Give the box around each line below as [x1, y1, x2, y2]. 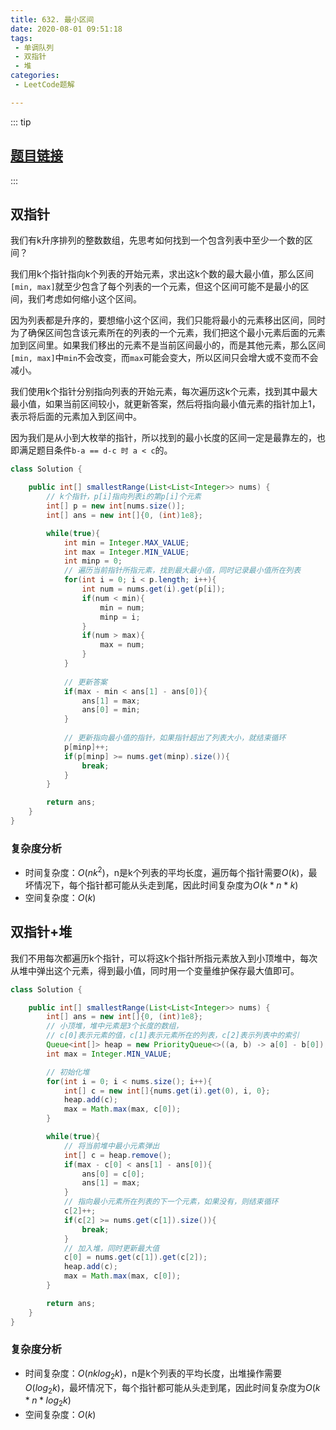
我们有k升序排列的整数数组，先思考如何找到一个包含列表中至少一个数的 [10, 234, 305, 246]
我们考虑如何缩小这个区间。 [27, 293, 142, 305]
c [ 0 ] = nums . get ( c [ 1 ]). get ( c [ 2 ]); [63, 1252, 208, 1263]
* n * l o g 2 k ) [24, 1394, 72, 1409]
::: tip [10, 116, 32, 128]
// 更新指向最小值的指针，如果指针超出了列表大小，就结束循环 [63, 733, 287, 743]
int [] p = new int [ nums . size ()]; [46, 501, 186, 511]
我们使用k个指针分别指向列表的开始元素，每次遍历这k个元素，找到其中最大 [10, 386, 318, 398]
